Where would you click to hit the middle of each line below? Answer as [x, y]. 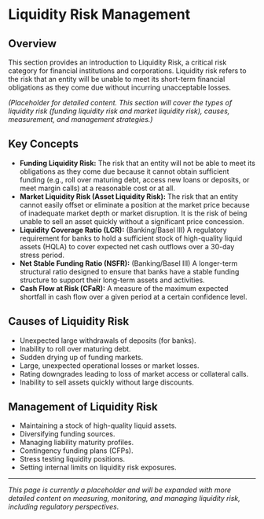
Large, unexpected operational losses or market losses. [109, 365]
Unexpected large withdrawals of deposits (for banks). [108, 340]
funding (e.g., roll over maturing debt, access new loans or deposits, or [134, 179]
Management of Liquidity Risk [83, 407]
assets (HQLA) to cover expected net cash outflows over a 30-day [127, 246]
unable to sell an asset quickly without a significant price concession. [132, 221]
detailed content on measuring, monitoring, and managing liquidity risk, [125, 499]
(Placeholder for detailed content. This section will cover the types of [120, 103]
